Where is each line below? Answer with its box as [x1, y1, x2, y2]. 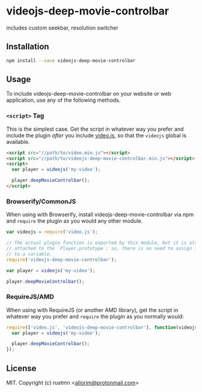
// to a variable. [6, 251, 52, 257]
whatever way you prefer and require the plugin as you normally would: [6, 313, 185, 320]
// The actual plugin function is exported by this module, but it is [6, 240, 187, 246]
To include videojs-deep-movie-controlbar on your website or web [6, 90, 171, 98]
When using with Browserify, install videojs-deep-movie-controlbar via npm [6, 211, 194, 218]
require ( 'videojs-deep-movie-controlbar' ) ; [6, 257, 117, 263]
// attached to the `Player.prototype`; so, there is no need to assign [6, 246, 192, 252]
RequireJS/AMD [6, 293, 54, 301]
